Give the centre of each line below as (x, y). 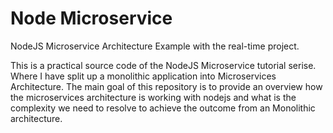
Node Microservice (91, 18)
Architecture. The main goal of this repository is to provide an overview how (166, 86)
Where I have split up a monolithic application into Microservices (143, 76)
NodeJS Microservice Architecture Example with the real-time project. (155, 46)
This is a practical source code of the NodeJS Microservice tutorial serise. (163, 65)
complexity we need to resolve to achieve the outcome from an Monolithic (163, 108)
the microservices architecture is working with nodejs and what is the (153, 97)
